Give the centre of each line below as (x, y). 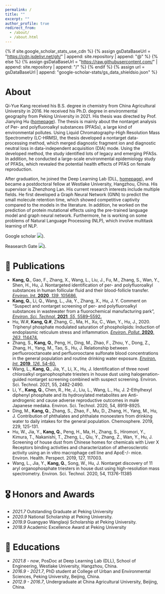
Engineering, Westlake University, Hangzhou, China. (65, 566)
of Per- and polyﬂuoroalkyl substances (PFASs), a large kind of (69, 127)
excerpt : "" (17, 19)
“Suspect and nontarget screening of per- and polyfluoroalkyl (75, 306)
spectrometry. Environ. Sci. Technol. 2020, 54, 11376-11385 (72, 473)
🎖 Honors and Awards (50, 494)
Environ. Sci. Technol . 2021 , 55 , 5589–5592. (57, 316)
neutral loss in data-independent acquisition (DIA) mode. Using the (73, 148)
